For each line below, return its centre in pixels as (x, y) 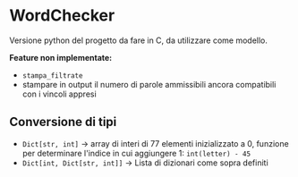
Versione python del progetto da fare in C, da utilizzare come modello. (139, 40)
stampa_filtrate (52, 76)
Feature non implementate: (61, 57)
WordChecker (62, 16)
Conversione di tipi (63, 122)
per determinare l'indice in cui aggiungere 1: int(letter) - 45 (136, 153)
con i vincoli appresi (59, 94)
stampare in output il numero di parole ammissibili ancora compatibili (149, 84)
